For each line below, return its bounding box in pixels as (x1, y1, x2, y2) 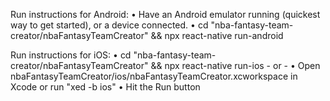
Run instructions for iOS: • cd (10, 49, 132, 61)
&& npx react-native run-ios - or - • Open (150, 60, 321, 71)
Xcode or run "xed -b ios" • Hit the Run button (10, 81, 201, 93)
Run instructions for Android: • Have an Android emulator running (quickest (10, 9, 321, 20)
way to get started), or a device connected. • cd (10, 19, 209, 31)
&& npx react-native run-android (150, 30, 284, 41)
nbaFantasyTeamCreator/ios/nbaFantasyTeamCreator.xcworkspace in (10, 70, 298, 82)
